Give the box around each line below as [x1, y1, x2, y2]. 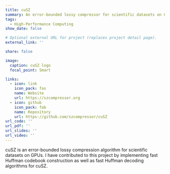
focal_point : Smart [10, 68, 51, 73]
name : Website [14, 91, 44, 96]
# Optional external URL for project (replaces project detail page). [5, 35, 157, 40]
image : [5, 58, 19, 63]
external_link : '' [5, 40, 44, 45]
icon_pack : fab [14, 104, 47, 110]
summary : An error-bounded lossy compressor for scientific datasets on [5, 12, 162, 17]
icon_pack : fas [14, 86, 47, 91]
